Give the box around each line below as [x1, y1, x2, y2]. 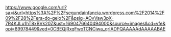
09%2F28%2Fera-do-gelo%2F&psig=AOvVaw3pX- [5, 15, 114, 21]
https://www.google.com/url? [5, 5, 67, 10]
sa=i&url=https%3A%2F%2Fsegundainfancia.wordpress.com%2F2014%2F [5, 10, 165, 16]
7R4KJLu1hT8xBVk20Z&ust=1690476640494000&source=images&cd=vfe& [5, 20, 166, 26]
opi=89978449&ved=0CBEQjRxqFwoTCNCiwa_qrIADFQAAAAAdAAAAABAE [5, 26, 166, 32]
